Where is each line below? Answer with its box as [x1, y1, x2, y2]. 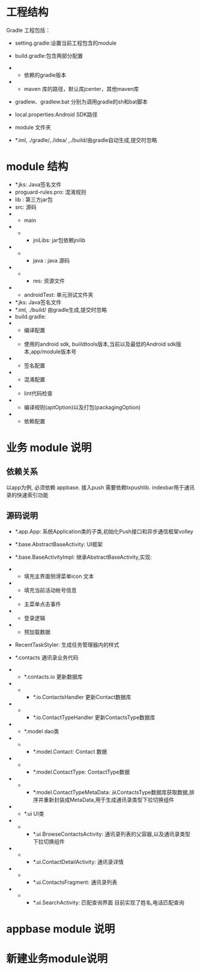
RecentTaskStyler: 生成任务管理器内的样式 [14, 641, 119, 648]
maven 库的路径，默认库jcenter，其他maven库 [23, 85, 139, 92]
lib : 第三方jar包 [14, 196, 53, 203]
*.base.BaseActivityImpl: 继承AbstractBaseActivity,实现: [14, 553, 152, 561]
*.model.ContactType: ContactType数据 [32, 768, 130, 776]
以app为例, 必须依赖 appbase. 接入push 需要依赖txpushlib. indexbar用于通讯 [6, 483, 195, 491]
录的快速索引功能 [6, 491, 49, 499]
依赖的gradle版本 [23, 71, 67, 78]
